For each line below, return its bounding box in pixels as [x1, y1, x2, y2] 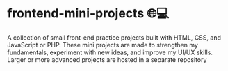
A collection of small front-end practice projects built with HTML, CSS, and [7, 33, 221, 42]
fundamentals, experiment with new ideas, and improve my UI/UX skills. [7, 48, 213, 56]
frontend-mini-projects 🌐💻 [7, 6, 170, 22]
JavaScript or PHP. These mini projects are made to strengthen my [7, 40, 198, 49]
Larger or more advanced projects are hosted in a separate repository [7, 55, 207, 63]
